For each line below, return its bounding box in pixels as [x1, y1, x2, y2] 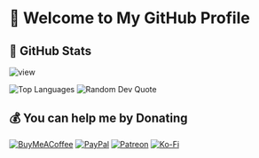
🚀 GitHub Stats [9, 43, 91, 59]
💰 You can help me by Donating [9, 111, 188, 126]
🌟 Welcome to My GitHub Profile [9, 8, 250, 28]
